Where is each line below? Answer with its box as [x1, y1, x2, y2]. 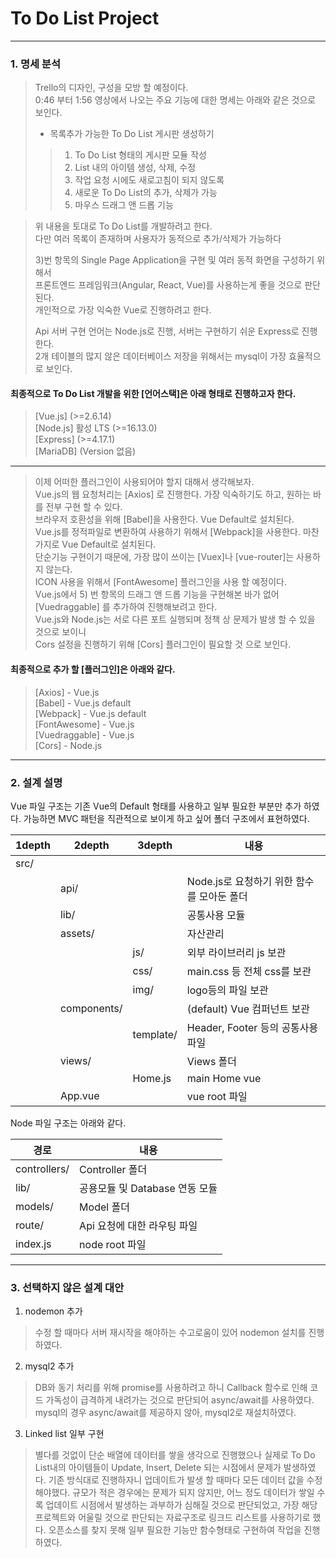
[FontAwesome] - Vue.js [34, 718, 135, 730]
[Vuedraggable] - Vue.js [34, 728, 135, 741]
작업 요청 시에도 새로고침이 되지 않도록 [74, 174, 225, 186]
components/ [59, 1001, 123, 1015]
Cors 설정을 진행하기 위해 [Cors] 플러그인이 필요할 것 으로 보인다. [34, 638, 292, 651]
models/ [15, 1199, 54, 1213]
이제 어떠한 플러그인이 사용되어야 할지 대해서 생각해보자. [34, 476, 255, 488]
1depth [15, 838, 51, 852]
